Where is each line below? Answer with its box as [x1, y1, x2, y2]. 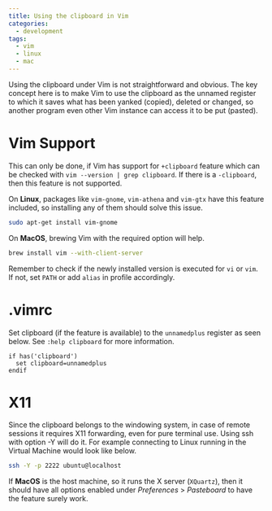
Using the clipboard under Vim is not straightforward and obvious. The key [8, 79, 258, 90]
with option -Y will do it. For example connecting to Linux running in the [8, 437, 247, 448]
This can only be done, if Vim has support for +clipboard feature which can [8, 160, 261, 171]
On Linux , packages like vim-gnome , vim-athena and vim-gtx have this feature [8, 194, 265, 203]
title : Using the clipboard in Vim [8, 11, 129, 20]
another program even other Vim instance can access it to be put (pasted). [8, 105, 258, 115]
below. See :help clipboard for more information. [8, 336, 175, 346]
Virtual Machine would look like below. [8, 446, 136, 456]
